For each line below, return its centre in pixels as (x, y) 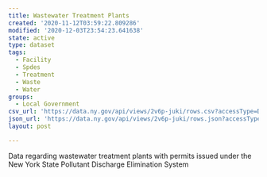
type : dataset (32, 45)
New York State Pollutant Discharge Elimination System (99, 164)
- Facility (33, 60)
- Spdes (28, 67)
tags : (17, 52)
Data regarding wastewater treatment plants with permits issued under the (130, 156)
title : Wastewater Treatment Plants (69, 15)
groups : (21, 97)
